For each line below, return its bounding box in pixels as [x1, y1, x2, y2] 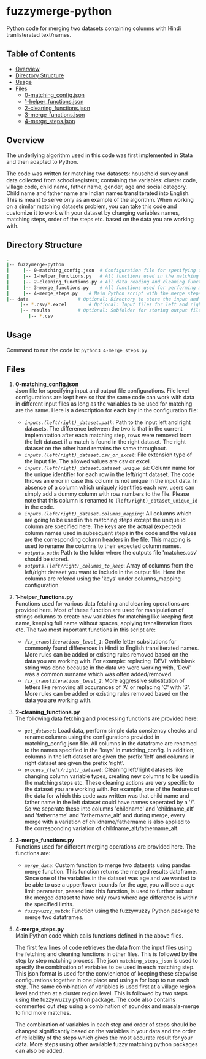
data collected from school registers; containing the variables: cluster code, [6, 176, 197, 183]
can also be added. [15, 1047, 64, 1054]
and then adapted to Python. [6, 158, 78, 165]
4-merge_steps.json [24, 117, 75, 125]
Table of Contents [6, 49, 77, 60]
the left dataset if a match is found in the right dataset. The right [24, 437, 186, 445]
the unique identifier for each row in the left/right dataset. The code [24, 471, 195, 478]
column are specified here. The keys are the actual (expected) [24, 523, 182, 530]
